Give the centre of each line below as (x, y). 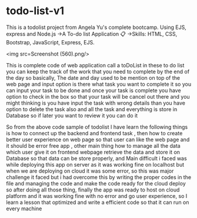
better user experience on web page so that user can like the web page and (98, 139)
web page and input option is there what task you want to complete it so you (99, 84)
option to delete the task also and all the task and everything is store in (92, 109)
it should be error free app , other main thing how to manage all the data (93, 145)
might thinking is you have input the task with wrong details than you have (96, 103)
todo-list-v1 (35, 11)
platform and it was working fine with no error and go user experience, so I (97, 196)
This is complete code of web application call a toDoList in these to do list (95, 65)
